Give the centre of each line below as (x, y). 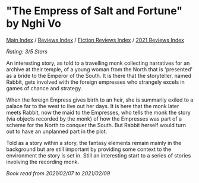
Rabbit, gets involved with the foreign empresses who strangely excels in (96, 82)
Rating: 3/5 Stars (27, 51)
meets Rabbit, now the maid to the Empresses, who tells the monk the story (99, 112)
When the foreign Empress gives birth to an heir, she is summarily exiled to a (100, 100)
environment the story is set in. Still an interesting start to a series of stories (99, 155)
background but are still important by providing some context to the (89, 149)
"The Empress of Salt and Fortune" (94, 11)
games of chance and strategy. (44, 88)
